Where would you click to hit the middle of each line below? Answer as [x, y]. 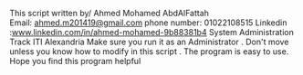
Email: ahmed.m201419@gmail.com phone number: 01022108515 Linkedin [148, 23]
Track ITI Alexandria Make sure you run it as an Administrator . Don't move [149, 42]
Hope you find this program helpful [75, 61]
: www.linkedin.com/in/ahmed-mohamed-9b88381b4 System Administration [151, 32]
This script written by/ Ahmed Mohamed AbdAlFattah [110, 13]
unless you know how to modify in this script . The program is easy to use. [149, 52]
